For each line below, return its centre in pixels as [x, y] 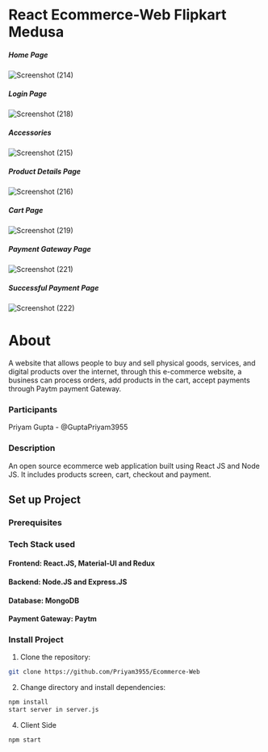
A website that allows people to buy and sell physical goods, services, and [132, 363]
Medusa [36, 32]
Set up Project [44, 499]
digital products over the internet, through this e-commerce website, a [125, 371]
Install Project [36, 640]
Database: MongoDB [44, 600]
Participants [33, 409]
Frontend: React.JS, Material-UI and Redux [82, 563]
